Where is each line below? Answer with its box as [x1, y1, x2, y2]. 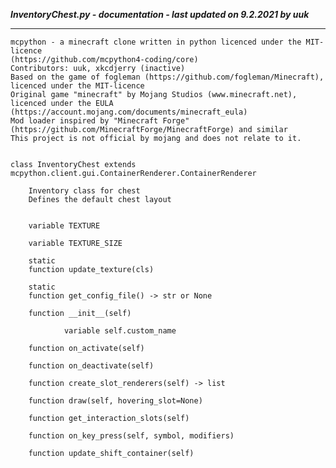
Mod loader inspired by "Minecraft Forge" [10, 116, 190, 126]
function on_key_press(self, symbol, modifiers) [28, 431, 235, 441]
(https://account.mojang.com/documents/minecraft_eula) [10, 107, 248, 117]
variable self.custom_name [63, 326, 177, 336]
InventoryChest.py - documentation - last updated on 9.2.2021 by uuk [10, 9, 310, 20]
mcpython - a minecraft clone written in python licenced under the [10, 37, 302, 47]
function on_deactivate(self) [28, 361, 155, 371]
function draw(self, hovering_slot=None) [28, 396, 203, 406]
